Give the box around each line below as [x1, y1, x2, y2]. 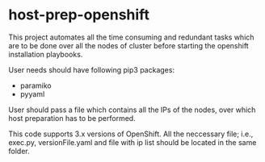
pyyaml [19, 89, 45, 98]
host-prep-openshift [8, 6, 149, 24]
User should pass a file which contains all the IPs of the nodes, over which [8, 105, 256, 114]
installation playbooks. [8, 49, 83, 59]
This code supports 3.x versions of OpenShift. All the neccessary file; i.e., [8, 129, 254, 139]
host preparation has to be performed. [8, 113, 136, 123]
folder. [8, 146, 30, 156]
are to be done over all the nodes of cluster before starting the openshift [8, 40, 249, 50]
